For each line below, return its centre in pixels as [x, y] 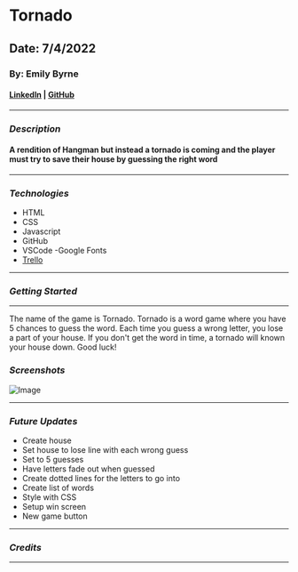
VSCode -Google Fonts [64, 251]
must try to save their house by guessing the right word [114, 159]
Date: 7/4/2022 [52, 48]
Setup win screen [54, 507]
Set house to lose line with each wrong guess [105, 450]
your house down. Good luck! [63, 347]
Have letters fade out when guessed [88, 469]
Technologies [39, 193]
